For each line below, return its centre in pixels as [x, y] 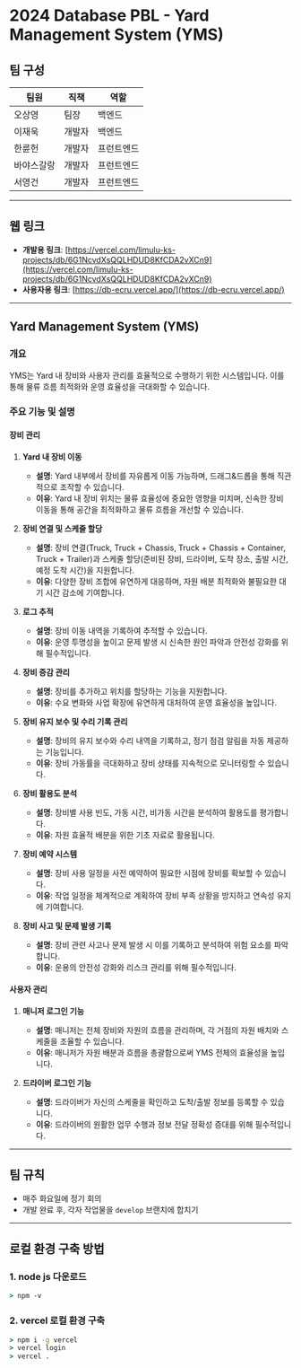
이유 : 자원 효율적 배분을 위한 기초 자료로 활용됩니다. [125, 835]
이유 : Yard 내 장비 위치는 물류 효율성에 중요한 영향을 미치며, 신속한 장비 [159, 498]
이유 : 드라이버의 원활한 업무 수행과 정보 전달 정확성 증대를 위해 [144, 1124]
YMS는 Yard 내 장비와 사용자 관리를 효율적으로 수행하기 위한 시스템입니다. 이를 [147, 375]
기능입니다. [64, 751]
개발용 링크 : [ [45, 250]
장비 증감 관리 [46, 672]
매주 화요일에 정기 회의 [62, 1198]
